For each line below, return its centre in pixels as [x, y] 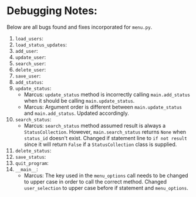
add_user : [27, 50]
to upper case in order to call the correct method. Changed [95, 181]
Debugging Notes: [52, 11]
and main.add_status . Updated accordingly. [77, 113]
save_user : [28, 76]
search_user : [31, 63]
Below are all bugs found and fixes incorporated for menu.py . [80, 27]
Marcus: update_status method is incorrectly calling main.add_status [107, 94]
